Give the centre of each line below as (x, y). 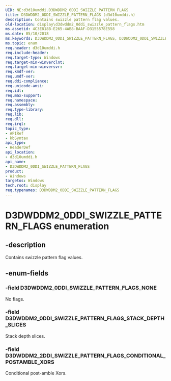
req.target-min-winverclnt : (35, 62)
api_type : (16, 143)
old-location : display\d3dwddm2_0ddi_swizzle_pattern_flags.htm (75, 24)
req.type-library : (25, 110)
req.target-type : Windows (33, 57)
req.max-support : (24, 95)
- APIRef (15, 133)
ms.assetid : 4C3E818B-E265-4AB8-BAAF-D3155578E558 (60, 29)
